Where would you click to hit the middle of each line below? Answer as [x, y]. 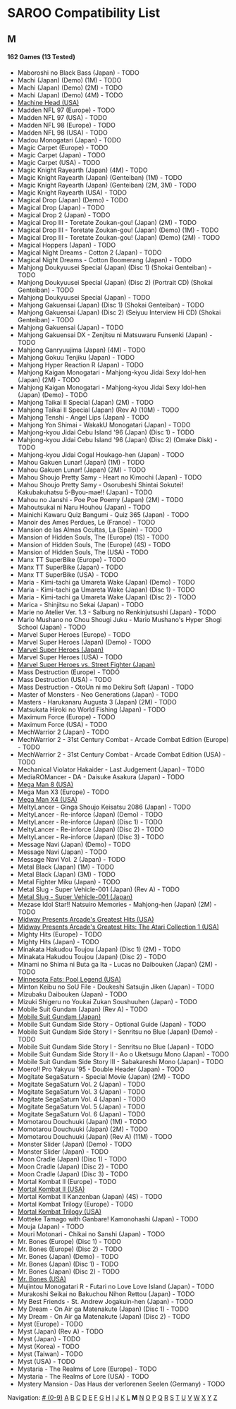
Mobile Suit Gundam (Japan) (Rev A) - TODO [82, 1009]
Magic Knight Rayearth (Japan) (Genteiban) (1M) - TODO [100, 177]
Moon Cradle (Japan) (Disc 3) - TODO [73, 1174]
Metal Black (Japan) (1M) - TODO [66, 867]
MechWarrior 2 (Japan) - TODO [63, 732]
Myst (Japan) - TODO [49, 1338]
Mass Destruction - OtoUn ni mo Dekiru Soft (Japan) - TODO [105, 687]
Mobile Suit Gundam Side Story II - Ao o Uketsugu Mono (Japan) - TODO [123, 1054]
